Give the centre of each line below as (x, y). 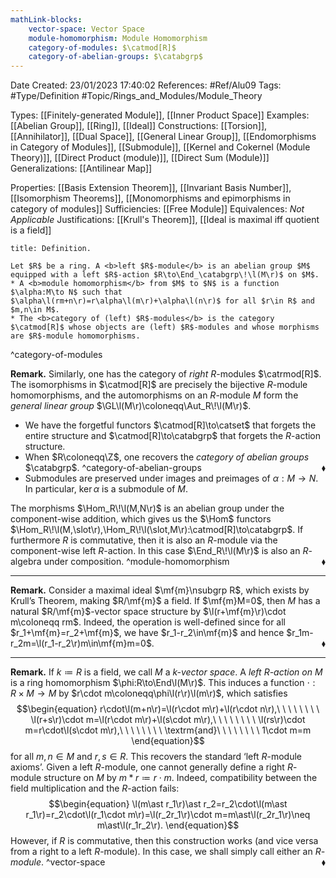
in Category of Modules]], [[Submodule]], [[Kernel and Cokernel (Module (160, 147)
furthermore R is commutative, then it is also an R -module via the (144, 540)
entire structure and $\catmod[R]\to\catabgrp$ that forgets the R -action (173, 436)
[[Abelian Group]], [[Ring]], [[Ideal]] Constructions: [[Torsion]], (139, 126)
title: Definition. (51, 249)
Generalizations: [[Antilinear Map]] (81, 168)
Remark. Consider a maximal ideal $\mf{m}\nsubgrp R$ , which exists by (160, 590)
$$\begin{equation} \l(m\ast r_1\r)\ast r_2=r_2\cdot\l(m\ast (168, 804)
